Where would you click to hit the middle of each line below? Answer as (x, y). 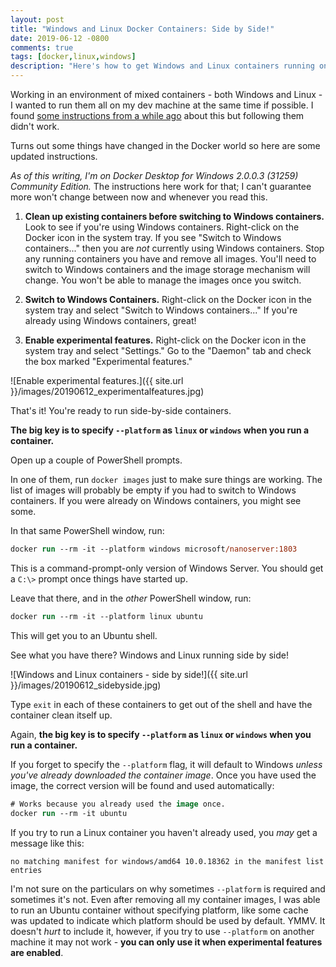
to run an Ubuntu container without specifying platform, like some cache (159, 910)
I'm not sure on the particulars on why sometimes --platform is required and (168, 888)
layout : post (37, 19)
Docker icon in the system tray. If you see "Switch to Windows (153, 237)
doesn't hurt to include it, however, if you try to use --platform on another (162, 931)
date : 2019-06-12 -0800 (60, 38)
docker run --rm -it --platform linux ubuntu (106, 616)
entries (26, 870)
